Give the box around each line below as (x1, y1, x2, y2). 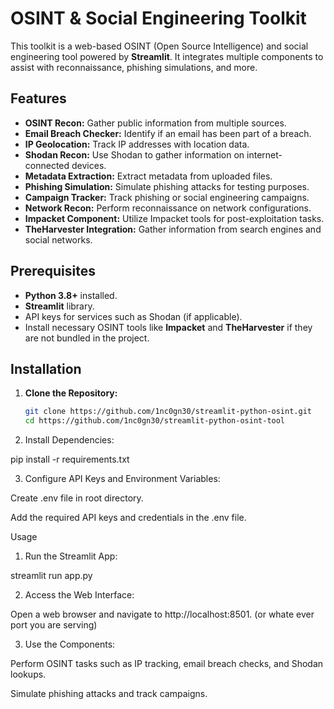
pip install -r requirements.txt (10, 453, 130, 466)
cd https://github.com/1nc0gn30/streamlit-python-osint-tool (24, 416, 286, 426)
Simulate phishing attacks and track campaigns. (10, 688, 208, 700)
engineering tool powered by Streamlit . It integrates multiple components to (10, 50, 324, 62)
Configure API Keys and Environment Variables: (24, 473, 221, 485)
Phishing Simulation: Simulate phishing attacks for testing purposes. (24, 180, 310, 192)
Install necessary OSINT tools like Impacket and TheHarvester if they (24, 321, 313, 333)
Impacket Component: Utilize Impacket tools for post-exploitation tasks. (24, 212, 325, 224)
